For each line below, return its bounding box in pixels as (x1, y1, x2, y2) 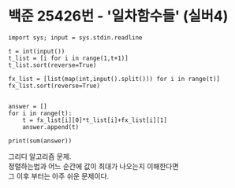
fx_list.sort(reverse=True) (8, 82, 101, 90)
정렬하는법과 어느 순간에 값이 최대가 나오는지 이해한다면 (8, 161, 179, 171)
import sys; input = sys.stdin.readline (8, 33, 144, 42)
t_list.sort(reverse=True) (8, 61, 97, 69)
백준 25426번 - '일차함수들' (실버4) (8, 7, 229, 25)
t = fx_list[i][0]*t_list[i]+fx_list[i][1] (22, 116, 168, 124)
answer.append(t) (22, 123, 80, 131)
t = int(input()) (8, 47, 65, 55)
